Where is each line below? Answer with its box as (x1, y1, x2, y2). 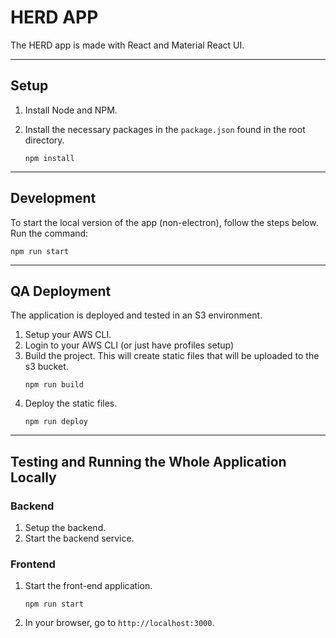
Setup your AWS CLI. (24, 329, 112, 341)
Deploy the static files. (24, 397, 118, 410)
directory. (24, 134, 65, 146)
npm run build (24, 380, 84, 390)
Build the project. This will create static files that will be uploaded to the (24, 350, 320, 362)
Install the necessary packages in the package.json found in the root (24, 123, 306, 135)
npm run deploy (24, 417, 89, 427)
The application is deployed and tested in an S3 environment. (10, 309, 263, 321)
